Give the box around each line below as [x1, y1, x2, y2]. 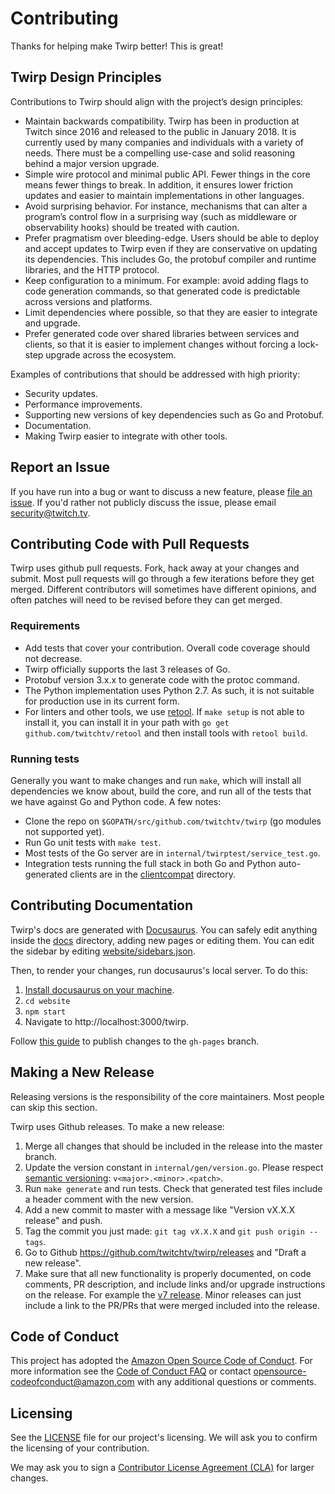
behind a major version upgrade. [24, 157, 160, 169]
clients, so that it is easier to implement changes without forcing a [24, 338, 297, 350]
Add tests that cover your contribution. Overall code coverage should [24, 642, 310, 654]
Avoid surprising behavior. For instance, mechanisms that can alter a [24, 200, 308, 212]
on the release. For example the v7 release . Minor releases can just [24, 1288, 302, 1301]
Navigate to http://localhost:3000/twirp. [24, 1015, 189, 1027]
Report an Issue [10, 459, 111, 476]
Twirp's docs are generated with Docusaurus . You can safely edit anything [10, 923, 318, 936]
